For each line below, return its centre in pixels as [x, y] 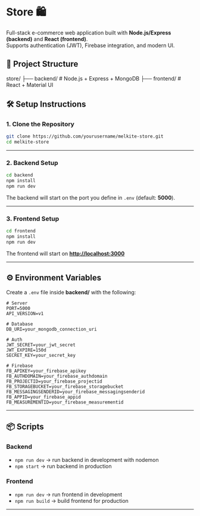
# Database [20, 324]
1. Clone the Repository [40, 125]
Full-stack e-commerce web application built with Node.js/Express [89, 32]
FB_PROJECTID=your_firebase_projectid [54, 381]
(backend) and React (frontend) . [47, 39]
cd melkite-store [28, 142]
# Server [17, 303]
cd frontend [21, 231]
